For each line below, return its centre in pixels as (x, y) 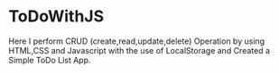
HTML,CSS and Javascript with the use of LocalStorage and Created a (139, 50)
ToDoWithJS (56, 16)
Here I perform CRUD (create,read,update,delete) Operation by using (137, 41)
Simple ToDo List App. (50, 60)
